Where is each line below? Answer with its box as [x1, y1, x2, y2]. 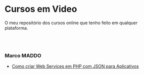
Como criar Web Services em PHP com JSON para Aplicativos [11, 63, 139, 70]
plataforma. [4, 25, 28, 31]
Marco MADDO [4, 52, 42, 59]
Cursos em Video [4, 3, 77, 15]
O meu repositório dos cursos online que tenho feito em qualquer [4, 20, 138, 26]
